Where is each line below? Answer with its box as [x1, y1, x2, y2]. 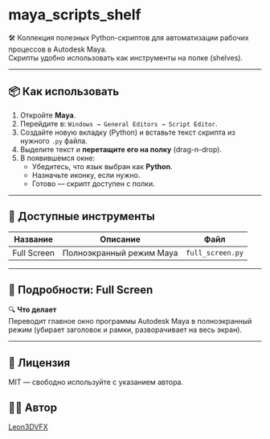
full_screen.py [186, 248, 243, 257]
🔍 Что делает [8, 304, 57, 315]
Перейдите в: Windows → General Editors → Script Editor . [19, 118, 219, 128]
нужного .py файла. [19, 135, 88, 146]
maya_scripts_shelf [8, 6, 142, 24]
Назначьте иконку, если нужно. [31, 170, 141, 180]
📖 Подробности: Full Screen [8, 283, 153, 296]
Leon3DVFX [8, 422, 48, 432]
